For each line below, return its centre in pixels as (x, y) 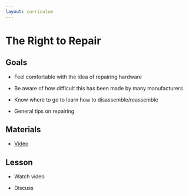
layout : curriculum (29, 12)
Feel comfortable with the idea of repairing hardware (78, 77)
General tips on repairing (44, 111)
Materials (23, 130)
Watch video (29, 177)
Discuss (24, 188)
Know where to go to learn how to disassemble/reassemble (86, 99)
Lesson (19, 162)
